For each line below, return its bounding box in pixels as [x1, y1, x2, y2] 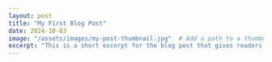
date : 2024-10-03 [8, 27, 67, 35]
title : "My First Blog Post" [8, 19, 107, 27]
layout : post [8, 11, 53, 20]
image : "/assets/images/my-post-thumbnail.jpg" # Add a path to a [8, 34, 241, 43]
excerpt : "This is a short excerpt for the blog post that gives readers [8, 42, 263, 50]
